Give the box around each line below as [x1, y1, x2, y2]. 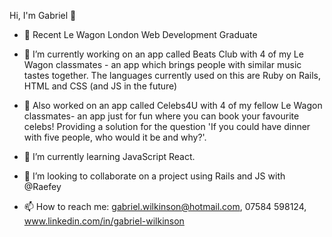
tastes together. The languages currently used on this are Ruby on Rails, [23, 70, 321, 81]
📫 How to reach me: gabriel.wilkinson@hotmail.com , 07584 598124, [23, 201, 307, 212]
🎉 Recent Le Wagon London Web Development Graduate [23, 29, 258, 40]
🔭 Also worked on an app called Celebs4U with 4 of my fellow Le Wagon [23, 100, 323, 111]
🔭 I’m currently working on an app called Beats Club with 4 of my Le [23, 48, 304, 60]
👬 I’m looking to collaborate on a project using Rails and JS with [23, 170, 286, 182]
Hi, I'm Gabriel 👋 [9, 10, 77, 21]
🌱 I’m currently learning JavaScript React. [23, 151, 196, 162]
